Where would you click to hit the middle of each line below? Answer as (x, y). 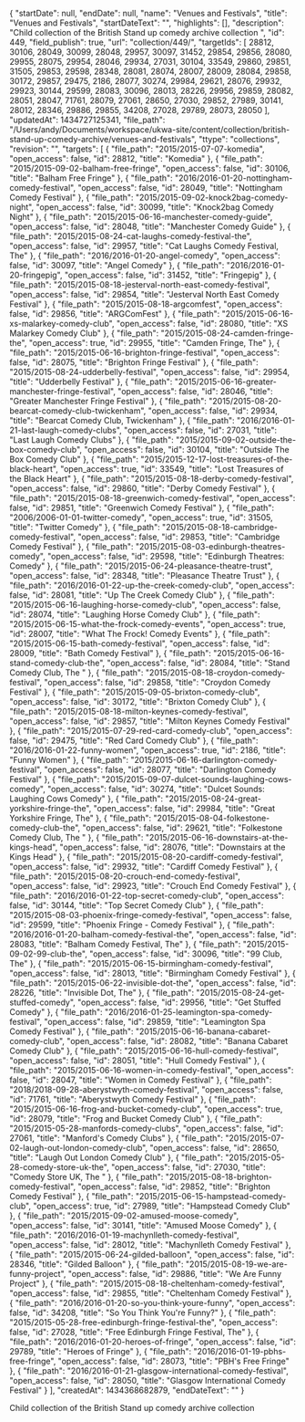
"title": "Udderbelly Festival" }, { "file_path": (91, 382)
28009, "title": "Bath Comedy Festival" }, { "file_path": (110, 653)
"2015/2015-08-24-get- (240, 993)
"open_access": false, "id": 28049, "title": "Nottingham (180, 188)
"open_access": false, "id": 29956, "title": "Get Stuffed (179, 1002)
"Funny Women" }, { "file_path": (69, 760)
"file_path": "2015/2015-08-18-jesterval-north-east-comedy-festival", (140, 285)
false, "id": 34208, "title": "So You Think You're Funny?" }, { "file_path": (143, 1312)
